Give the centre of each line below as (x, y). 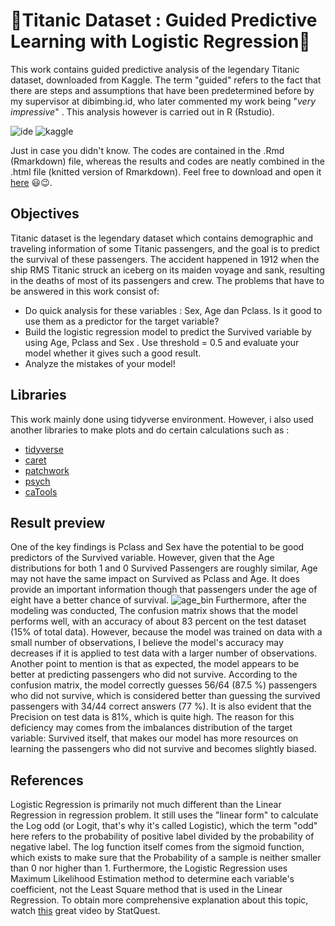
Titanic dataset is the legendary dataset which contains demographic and (162, 238)
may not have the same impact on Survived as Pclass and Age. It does (155, 579)
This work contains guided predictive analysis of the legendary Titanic (155, 69)
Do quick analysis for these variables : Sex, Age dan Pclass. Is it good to (173, 310)
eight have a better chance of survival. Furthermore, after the (158, 600)
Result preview (58, 522)
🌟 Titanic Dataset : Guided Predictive (164, 20)
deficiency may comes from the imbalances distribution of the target (151, 728)
